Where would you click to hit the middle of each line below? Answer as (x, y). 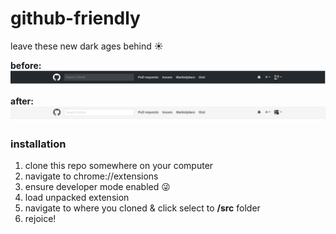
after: (22, 101)
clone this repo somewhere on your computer (119, 166)
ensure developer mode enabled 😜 (97, 187)
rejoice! (40, 219)
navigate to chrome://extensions (91, 176)
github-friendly (75, 18)
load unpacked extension (77, 198)
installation (38, 144)
